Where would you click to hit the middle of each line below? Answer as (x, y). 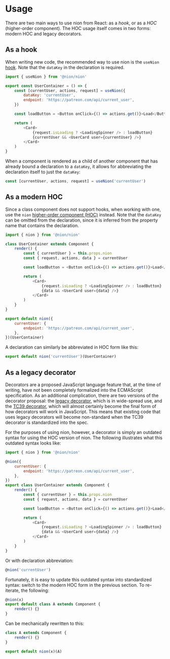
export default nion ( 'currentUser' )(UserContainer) (61, 357)
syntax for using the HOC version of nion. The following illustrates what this (84, 438)
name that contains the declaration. (42, 225)
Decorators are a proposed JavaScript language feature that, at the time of (83, 385)
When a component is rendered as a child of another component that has (82, 161)
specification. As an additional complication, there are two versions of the (82, 395)
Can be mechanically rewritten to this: (45, 623)
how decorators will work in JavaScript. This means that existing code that (83, 412)
